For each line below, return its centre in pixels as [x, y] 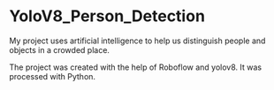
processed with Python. [52, 76]
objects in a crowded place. [60, 49]
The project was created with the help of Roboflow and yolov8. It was [136, 67]
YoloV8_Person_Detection [107, 16]
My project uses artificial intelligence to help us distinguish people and [137, 41]
